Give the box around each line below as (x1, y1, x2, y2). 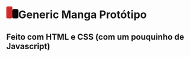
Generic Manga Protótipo (18, 8, 147, 22)
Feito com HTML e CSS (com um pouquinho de (6, 32, 185, 42)
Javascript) (6, 41, 50, 51)
